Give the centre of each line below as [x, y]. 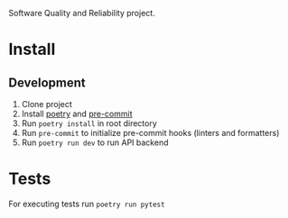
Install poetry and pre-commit [77, 114]
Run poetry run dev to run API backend [95, 142]
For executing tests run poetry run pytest [87, 204]
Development [47, 82]
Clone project [47, 104]
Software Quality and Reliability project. [82, 13]
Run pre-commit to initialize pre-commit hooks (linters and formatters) [150, 133]
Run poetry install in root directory [89, 123]
